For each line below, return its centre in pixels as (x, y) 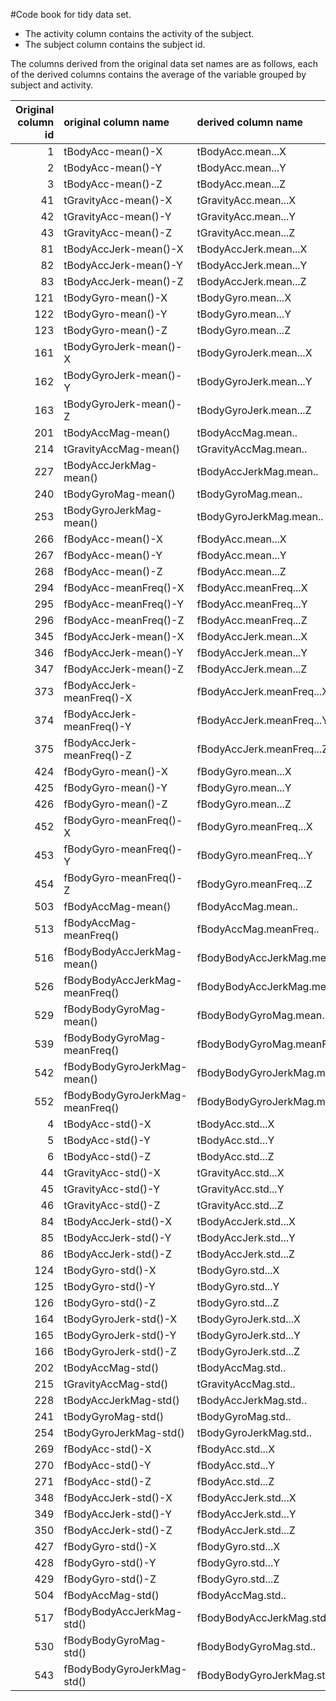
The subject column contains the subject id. (115, 44)
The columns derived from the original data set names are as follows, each (164, 63)
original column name (116, 122)
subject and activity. (52, 85)
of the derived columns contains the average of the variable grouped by (158, 74)
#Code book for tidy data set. (71, 14)
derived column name (250, 122)
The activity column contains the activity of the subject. (139, 33)
